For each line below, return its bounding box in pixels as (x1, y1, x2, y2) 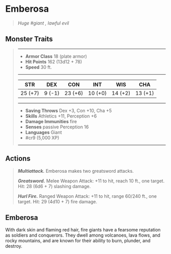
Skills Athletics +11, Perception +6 (25, 113, 97, 119)
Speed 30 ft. (25, 64, 52, 70)
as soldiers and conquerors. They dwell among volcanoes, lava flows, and (5, 232, 160, 238)
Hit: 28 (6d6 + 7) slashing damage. (17, 183, 91, 189)
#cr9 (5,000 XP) (25, 134, 60, 141)
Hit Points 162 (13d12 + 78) (25, 58, 82, 64)
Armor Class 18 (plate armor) (25, 53, 88, 59)
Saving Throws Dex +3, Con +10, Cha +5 (25, 107, 112, 113)
